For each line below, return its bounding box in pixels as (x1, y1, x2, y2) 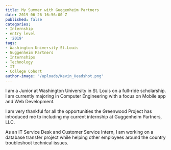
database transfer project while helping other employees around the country (5, 134, 166, 140)
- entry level (5, 31, 36, 36)
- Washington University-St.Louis (5, 45, 79, 50)
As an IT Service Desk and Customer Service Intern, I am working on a (5, 129, 154, 135)
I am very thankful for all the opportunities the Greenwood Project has (5, 108, 152, 114)
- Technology (5, 59, 33, 65)
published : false (5, 17, 42, 22)
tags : (5, 41, 17, 46)
